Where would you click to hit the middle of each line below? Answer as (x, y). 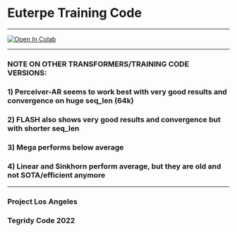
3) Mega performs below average (66, 147)
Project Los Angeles (42, 201)
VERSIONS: (27, 73)
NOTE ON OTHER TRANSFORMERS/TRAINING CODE (98, 63)
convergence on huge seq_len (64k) (71, 100)
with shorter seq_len (43, 128)
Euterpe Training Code (75, 13)
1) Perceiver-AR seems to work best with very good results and (117, 92)
